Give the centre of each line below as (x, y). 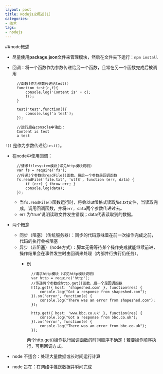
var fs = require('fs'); (42, 170)
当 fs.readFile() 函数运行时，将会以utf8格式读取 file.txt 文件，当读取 (87, 202)
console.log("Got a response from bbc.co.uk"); (89, 317)
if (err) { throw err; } (50, 184)
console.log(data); (45, 188)
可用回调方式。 (50, 346)
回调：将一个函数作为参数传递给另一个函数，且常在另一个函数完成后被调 (84, 67)
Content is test (33, 132)
